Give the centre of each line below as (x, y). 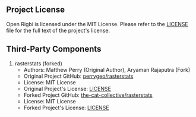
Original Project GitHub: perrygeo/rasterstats (78, 76)
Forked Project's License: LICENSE (66, 107)
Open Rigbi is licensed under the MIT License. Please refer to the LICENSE (97, 24)
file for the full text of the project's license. (58, 30)
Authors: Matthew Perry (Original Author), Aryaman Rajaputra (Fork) (107, 69)
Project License (36, 10)
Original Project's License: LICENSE (67, 88)
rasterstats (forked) (38, 63)
